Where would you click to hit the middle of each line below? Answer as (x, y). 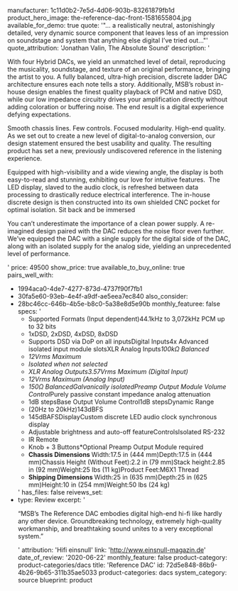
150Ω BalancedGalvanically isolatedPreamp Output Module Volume (127, 387)
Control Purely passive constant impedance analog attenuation (119, 394)
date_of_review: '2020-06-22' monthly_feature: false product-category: (122, 557)
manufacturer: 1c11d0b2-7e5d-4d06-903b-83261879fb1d (91, 10)
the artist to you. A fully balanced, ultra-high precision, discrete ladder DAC (117, 77)
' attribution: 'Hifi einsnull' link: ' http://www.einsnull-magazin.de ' (112, 550)
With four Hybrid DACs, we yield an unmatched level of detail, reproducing (117, 62)
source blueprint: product (55, 580)
